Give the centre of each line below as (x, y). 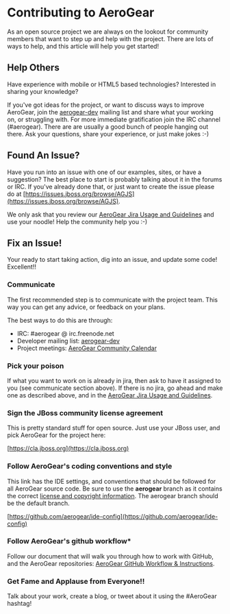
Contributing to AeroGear (81, 13)
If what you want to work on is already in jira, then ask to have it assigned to (114, 380)
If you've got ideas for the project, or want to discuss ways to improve (106, 105)
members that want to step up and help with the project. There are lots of (110, 38)
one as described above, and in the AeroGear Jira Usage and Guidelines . (110, 395)
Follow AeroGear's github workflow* (69, 541)
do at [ (16, 194)
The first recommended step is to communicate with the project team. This (112, 299)
